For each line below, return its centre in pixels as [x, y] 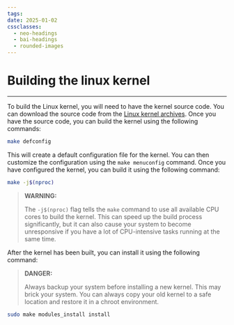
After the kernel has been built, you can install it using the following [104, 252]
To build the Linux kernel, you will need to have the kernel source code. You [116, 106]
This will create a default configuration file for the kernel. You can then [108, 155]
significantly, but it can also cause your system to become [108, 224]
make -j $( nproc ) [31, 182]
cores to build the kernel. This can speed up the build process [113, 216]
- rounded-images [39, 46]
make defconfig [29, 141]
